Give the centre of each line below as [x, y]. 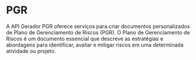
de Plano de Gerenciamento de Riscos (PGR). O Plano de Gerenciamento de [98, 32]
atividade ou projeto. [31, 51]
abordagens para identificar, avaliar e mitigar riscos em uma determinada [95, 45]
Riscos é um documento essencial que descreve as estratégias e [85, 38]
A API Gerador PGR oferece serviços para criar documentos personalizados [98, 26]
